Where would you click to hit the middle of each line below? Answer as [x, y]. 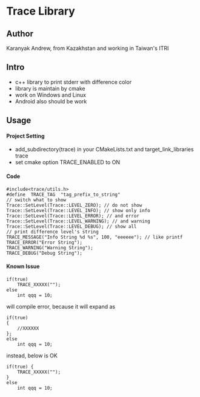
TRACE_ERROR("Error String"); [45, 242]
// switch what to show [36, 200]
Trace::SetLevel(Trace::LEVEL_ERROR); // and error [73, 216]
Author [20, 34]
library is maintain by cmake [50, 88]
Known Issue [23, 266]
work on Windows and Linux [51, 95]
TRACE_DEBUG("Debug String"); [45, 253]
